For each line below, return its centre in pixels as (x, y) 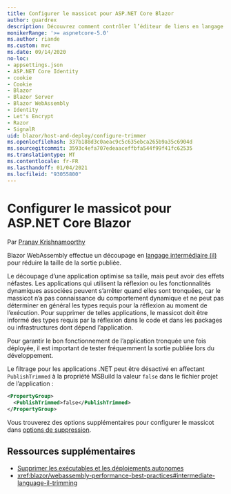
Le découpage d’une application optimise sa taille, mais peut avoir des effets (116, 276)
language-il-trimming (47, 483)
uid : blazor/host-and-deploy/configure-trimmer (77, 135)
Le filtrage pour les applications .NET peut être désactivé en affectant (106, 369)
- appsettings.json (35, 65)
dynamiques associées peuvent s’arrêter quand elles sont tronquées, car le (114, 291)
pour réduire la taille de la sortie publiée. (64, 263)
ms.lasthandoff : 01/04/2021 (48, 168)
